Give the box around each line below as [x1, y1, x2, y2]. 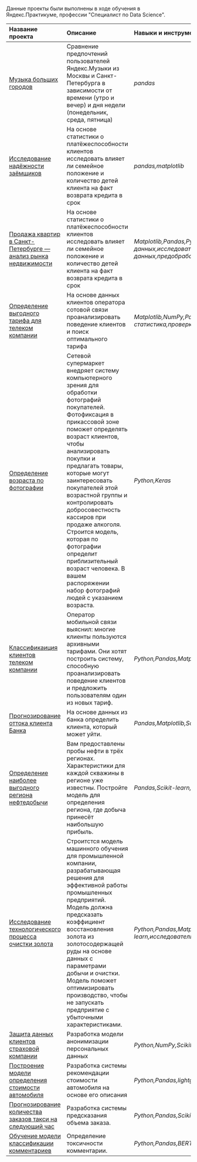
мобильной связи [66, 618, 117, 626]
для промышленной [66, 852, 124, 860]
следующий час [9, 1123, 55, 1130]
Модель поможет [66, 977, 117, 984]
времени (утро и [66, 94, 114, 101]
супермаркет [66, 359, 104, 367]
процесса [9, 933, 37, 940]
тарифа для [9, 317, 42, 324]
